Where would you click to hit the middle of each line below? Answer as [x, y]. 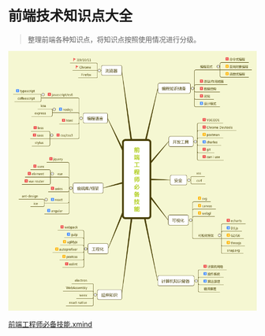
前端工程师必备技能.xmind [50, 324]
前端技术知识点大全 [71, 16]
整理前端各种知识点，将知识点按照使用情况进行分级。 [114, 39]
